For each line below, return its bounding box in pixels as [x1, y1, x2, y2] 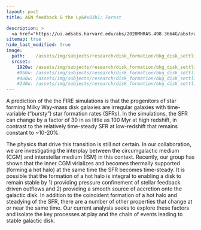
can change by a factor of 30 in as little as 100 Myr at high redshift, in [6, 116, 178, 123]
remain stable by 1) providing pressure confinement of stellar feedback [6, 179, 181, 186]
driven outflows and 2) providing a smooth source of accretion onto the [6, 185, 182, 192]
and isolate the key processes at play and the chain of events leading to [6, 211, 183, 218]
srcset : [11, 58, 31, 65]
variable [6, 110, 26, 117]
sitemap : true [6, 37, 42, 43]
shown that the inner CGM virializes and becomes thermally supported [6, 160, 181, 167]
